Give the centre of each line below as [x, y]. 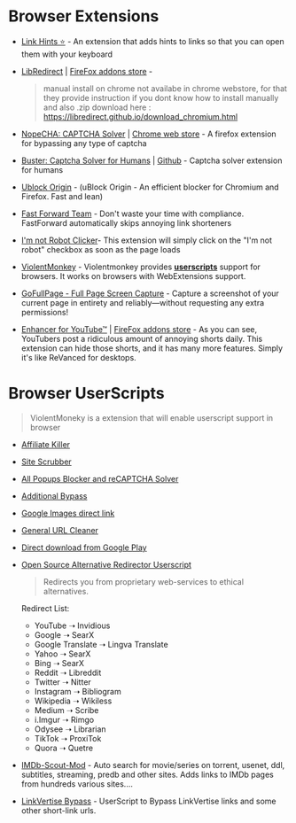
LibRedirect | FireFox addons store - [86, 71]
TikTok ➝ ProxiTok [68, 738]
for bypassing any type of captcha [84, 143]
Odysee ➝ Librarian [70, 729]
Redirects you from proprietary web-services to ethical [144, 581]
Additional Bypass [54, 496]
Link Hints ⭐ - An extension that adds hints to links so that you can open [152, 41]
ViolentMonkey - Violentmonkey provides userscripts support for [140, 267]
